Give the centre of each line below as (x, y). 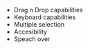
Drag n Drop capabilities (48, 10)
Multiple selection (39, 24)
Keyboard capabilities (45, 17)
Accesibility (30, 32)
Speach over (32, 39)
